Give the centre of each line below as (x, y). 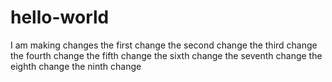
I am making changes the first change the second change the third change (164, 45)
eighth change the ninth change (76, 66)
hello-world (60, 17)
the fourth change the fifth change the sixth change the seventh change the (166, 55)
